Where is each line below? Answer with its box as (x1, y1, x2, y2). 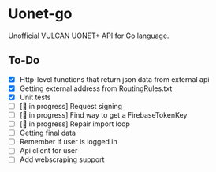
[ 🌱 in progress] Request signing (19, 101, 123, 110)
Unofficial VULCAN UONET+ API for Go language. (8, 31, 169, 40)
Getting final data (19, 128, 76, 138)
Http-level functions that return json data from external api (19, 74, 210, 84)
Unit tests (19, 92, 51, 102)
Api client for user (19, 146, 78, 155)
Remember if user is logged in (19, 137, 117, 147)
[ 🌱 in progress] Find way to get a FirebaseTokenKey (19, 110, 188, 119)
